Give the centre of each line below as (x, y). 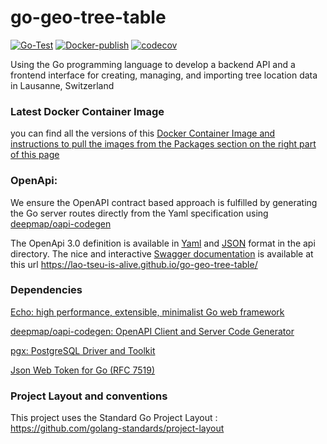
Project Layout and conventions (89, 396)
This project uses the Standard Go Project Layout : (114, 418)
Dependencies (46, 290)
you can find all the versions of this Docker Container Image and (143, 133)
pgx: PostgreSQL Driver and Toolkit (83, 350)
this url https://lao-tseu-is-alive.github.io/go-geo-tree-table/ (134, 264)
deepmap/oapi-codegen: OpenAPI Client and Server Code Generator (152, 331)
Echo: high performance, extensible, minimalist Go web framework (147, 312)
